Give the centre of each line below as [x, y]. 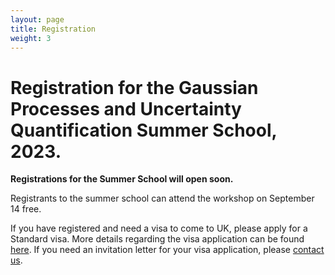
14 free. [26, 209]
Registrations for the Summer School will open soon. [122, 179]
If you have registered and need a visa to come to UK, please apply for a [159, 228]
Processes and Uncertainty [126, 108]
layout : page [37, 19]
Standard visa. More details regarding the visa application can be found [157, 239]
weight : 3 [31, 38]
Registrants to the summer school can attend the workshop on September [162, 198]
